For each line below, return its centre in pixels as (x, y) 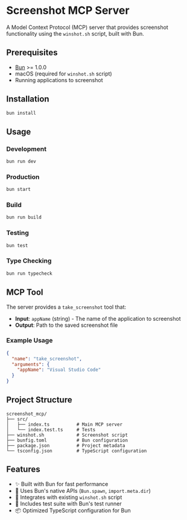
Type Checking (29, 261)
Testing (17, 233)
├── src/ (17, 419)
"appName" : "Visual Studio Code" (59, 370)
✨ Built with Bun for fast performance (62, 484)
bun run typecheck (29, 273)
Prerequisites (32, 53)
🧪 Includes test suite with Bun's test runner (68, 503)
